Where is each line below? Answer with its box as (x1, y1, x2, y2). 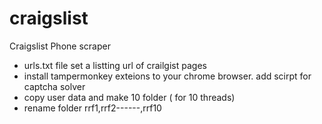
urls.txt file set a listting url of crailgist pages (23, 59, 207, 71)
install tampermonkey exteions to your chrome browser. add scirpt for (23, 70, 312, 82)
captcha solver (23, 80, 86, 92)
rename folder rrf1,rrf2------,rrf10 (23, 102, 162, 114)
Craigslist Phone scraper (9, 40, 111, 52)
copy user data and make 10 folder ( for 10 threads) (23, 91, 236, 103)
